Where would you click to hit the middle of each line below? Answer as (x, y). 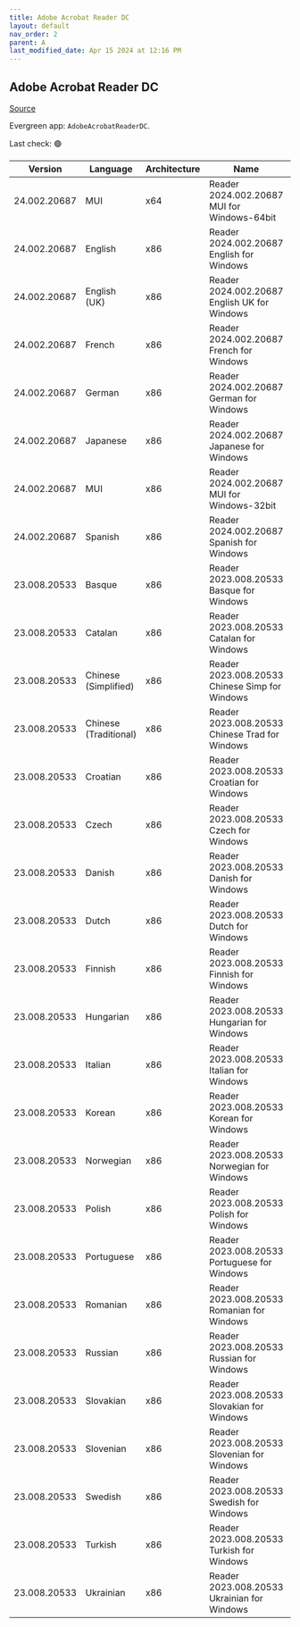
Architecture (173, 169)
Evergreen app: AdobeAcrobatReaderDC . (79, 125)
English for (231, 254)
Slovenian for (237, 1454)
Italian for (229, 1070)
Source (22, 108)
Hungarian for (238, 1022)
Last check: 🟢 (36, 143)
